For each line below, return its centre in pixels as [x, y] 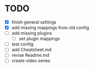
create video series [31, 61]
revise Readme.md [30, 55]
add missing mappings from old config [50, 28]
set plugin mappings [39, 39]
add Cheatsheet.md [31, 50]
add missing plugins [32, 33]
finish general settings [34, 22]
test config [22, 44]
